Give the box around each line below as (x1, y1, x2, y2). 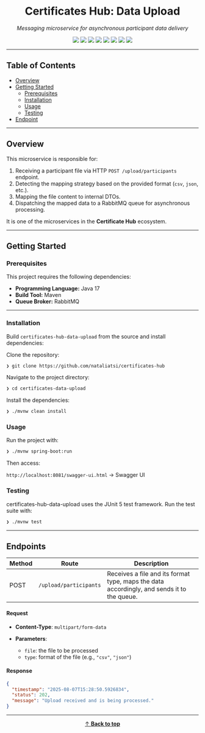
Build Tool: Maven (15, 291, 62, 299)
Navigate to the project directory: (6, 374, 90, 381)
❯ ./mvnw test (6, 518, 43, 525)
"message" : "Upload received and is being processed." (12, 698, 154, 704)
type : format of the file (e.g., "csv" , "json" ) (24, 653, 132, 660)
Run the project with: (6, 437, 59, 444)
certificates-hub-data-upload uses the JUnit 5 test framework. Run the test (6, 500, 195, 507)
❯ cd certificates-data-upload (6, 385, 86, 392)
